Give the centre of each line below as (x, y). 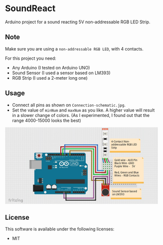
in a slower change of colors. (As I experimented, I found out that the (81, 115)
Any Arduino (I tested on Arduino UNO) (51, 67)
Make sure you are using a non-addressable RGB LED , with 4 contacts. (74, 49)
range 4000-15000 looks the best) (47, 120)
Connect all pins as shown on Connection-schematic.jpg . (69, 105)
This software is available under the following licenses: (60, 229)
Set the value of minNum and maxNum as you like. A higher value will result (83, 110)
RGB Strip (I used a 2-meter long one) (50, 78)
